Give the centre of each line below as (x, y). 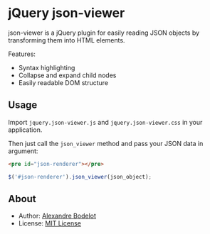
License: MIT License (49, 223)
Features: (22, 54)
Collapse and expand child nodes (67, 75)
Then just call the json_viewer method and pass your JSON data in (106, 143)
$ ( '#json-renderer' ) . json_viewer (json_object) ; (80, 177)
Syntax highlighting (47, 67)
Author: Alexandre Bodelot (57, 216)
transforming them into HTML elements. (67, 40)
